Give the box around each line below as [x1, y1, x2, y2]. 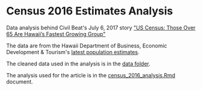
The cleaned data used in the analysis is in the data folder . [6, 60, 151, 67]
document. [6, 78, 33, 85]
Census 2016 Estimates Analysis [6, 4, 173, 18]
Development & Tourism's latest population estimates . [6, 48, 139, 55]
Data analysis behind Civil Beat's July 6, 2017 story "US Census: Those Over [6, 24, 196, 31]
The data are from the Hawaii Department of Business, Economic [6, 42, 167, 49]
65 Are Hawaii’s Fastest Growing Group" [6, 30, 106, 37]
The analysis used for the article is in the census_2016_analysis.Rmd [6, 71, 176, 79]
